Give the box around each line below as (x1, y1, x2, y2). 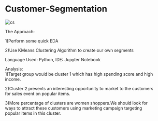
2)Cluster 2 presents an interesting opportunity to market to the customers (5, 85, 154, 91)
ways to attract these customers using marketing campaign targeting (5, 105, 143, 111)
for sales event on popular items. (5, 91, 71, 96)
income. (5, 76, 21, 82)
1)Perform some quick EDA (5, 38, 58, 44)
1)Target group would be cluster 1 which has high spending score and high (5, 71, 153, 77)
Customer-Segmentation (5, 3, 108, 14)
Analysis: (5, 66, 23, 72)
